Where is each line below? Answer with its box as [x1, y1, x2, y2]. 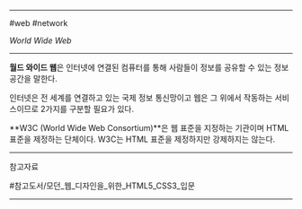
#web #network [9, 18, 68, 28]
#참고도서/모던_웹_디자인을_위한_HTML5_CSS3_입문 [9, 180, 196, 191]
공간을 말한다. [9, 74, 58, 83]
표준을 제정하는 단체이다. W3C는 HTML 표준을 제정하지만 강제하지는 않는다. [9, 134, 276, 144]
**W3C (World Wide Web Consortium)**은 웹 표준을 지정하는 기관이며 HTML [9, 123, 289, 133]
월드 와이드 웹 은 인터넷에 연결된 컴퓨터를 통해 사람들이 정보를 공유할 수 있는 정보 [9, 62, 289, 73]
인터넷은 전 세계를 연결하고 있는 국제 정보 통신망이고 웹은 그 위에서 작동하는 [9, 92, 273, 103]
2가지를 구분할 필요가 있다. [40, 104, 135, 114]
